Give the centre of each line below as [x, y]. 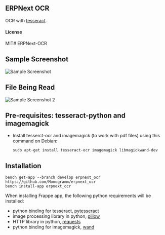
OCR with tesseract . [26, 20]
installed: [15, 201]
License [14, 32]
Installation [23, 166]
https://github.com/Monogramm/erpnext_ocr [51, 182]
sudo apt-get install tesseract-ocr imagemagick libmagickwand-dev [85, 150]
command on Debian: [35, 141]
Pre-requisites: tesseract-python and [65, 116]
